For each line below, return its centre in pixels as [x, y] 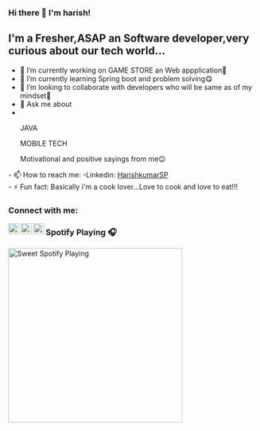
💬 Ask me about [46, 104]
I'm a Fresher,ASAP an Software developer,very [129, 39]
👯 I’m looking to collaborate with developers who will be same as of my [136, 87]
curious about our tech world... [87, 51]
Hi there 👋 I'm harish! [50, 13]
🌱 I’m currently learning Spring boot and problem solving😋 [116, 78]
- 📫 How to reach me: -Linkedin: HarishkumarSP [88, 174]
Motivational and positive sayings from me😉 [93, 159]
